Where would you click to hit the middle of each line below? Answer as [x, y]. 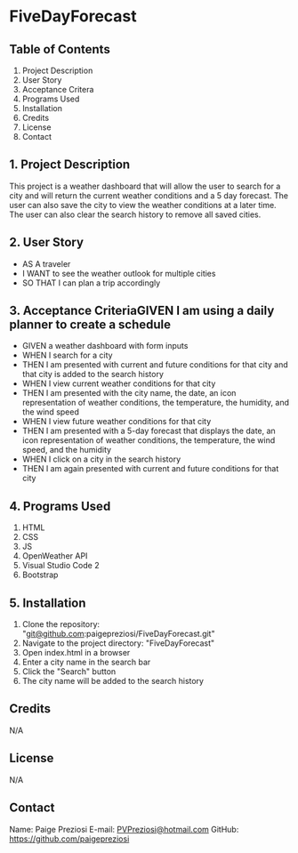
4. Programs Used [60, 506]
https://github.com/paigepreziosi [69, 839]
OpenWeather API [55, 556]
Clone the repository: [61, 624]
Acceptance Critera [58, 89]
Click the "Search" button [69, 672]
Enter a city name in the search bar [86, 662]
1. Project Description [70, 165]
